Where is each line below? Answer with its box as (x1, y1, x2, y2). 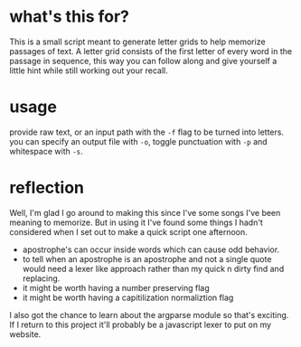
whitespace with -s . (9, 145, 83, 156)
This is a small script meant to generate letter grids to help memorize (9, 36, 266, 47)
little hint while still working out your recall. (9, 65, 169, 76)
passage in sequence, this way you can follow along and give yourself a (9, 55, 277, 66)
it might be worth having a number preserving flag (22, 282, 210, 293)
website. (9, 328, 42, 340)
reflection (9, 178, 84, 198)
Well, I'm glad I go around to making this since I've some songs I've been (9, 207, 281, 218)
